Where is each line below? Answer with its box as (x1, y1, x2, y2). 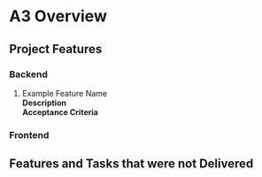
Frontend (9, 128, 50, 141)
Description (21, 97, 66, 108)
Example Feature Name (21, 88, 108, 98)
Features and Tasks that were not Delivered (9, 157, 254, 172)
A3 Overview (9, 6, 108, 27)
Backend (9, 68, 49, 81)
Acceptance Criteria (21, 106, 99, 117)
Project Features (9, 42, 103, 57)
